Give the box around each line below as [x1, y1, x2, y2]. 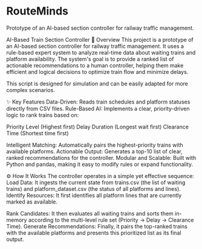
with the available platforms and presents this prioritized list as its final [6, 229, 181, 236]
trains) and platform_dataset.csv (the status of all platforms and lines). [6, 185, 181, 192]
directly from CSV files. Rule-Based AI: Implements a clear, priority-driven [6, 105, 190, 112]
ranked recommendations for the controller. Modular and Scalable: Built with [6, 154, 197, 161]
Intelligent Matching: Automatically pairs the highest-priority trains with [6, 141, 183, 148]
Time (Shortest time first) [6, 129, 69, 137]
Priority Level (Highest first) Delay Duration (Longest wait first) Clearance [6, 123, 189, 130]
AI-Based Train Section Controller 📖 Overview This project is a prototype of [6, 36, 194, 43]
